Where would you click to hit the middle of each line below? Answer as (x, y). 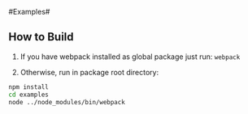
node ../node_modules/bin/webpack (67, 102)
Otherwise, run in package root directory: (89, 72)
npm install (28, 87)
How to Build (41, 37)
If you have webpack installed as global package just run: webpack (130, 57)
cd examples (28, 95)
